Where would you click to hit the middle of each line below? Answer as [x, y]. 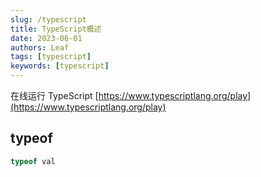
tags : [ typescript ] [51, 57]
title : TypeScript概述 [56, 29]
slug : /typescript [48, 19]
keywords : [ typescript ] [60, 66]
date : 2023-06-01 [46, 38]
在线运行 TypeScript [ [54, 95]
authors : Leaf [40, 47]
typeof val [33, 161]
